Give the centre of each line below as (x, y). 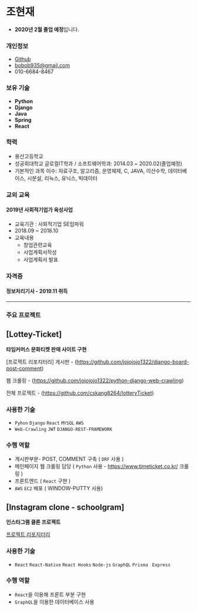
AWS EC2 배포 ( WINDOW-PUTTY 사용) (59, 488)
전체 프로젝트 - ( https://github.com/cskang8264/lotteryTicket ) (80, 393)
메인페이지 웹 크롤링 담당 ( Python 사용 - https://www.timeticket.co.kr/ (96, 466)
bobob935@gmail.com (42, 66)
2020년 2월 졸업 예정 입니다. (47, 29)
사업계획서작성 (40, 252)
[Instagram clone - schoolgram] (65, 507)
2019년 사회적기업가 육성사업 (40, 210)
